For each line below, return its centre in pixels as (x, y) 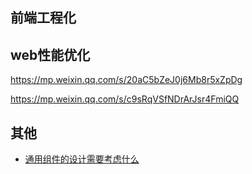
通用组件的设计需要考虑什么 (82, 159)
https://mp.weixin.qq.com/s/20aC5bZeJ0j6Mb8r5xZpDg (126, 80)
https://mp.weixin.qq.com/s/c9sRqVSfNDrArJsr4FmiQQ (125, 99)
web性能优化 (50, 54)
